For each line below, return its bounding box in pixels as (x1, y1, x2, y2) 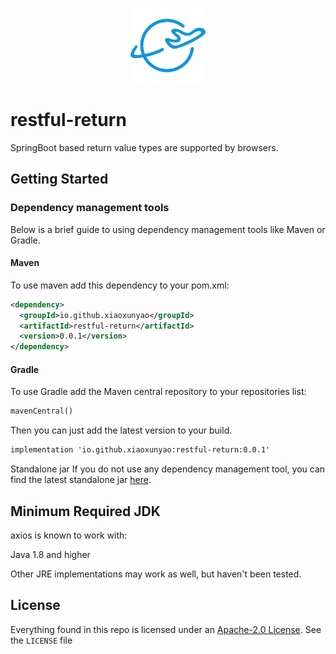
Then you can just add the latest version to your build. (10, 424, 233, 437)
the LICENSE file (10, 634, 73, 646)
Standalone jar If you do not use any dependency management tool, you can (10, 463, 326, 475)
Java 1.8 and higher (10, 548, 91, 560)
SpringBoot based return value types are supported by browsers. (10, 141, 279, 153)
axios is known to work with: (10, 529, 128, 541)
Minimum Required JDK (10, 503, 161, 520)
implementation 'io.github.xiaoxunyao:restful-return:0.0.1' (10, 445, 271, 455)
